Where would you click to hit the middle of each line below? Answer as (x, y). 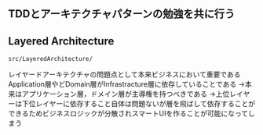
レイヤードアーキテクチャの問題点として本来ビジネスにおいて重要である (124, 75)
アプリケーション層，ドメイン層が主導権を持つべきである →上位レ (129, 94)
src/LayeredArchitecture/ (50, 59)
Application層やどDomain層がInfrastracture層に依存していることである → (127, 84)
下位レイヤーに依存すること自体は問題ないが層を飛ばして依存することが (139, 104)
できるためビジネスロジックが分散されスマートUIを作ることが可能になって (128, 114)
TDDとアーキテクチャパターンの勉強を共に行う (122, 14)
